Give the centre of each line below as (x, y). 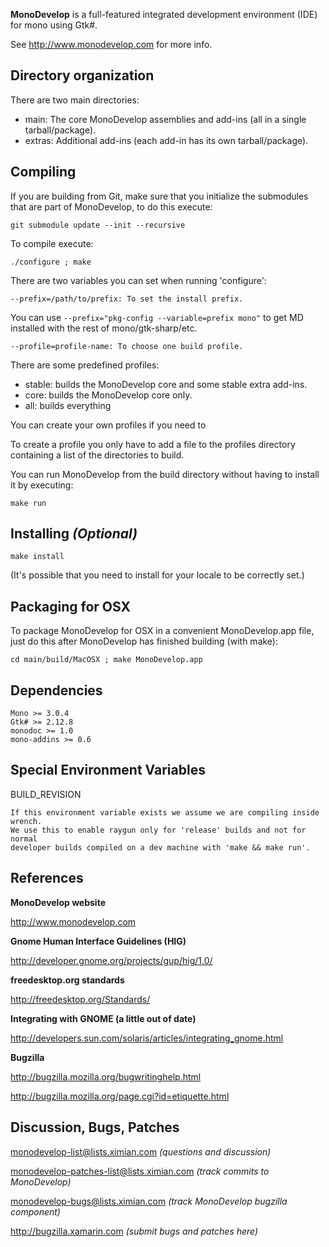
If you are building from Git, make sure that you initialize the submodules (159, 196)
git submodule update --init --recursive (98, 225)
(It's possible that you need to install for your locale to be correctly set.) (157, 575)
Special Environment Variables (108, 770)
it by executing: (42, 485)
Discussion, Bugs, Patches (95, 1127)
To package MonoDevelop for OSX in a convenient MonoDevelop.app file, (162, 631)
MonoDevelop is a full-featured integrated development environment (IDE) (164, 14)
